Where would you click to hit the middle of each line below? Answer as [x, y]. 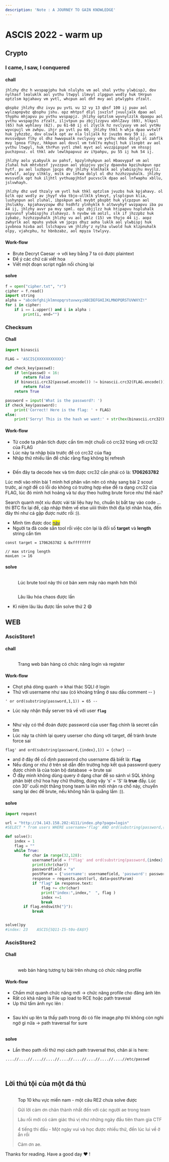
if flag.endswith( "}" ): [48, 907]
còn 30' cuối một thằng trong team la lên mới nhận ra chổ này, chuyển [85, 786]
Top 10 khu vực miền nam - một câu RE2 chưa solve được [77, 1100]
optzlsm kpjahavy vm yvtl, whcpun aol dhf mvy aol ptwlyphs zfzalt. [78, 99]
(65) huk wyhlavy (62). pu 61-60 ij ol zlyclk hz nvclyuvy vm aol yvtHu [83, 126]
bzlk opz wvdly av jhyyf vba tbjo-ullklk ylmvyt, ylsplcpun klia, [76, 196]
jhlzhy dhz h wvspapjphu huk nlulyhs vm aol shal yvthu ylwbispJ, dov [81, 90]
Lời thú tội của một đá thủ [46, 1083]
